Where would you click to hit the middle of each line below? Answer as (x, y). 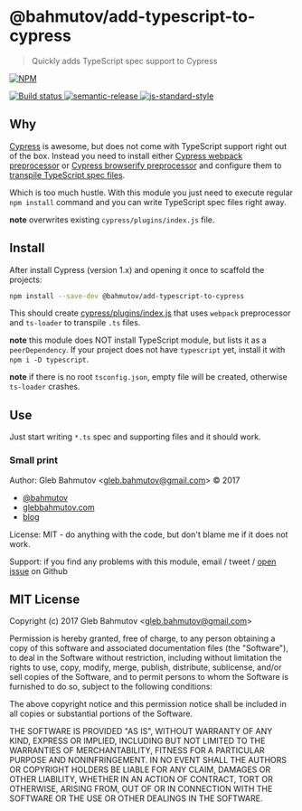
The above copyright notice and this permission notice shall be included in (148, 704)
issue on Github (38, 571)
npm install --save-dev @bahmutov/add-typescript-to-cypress (127, 296)
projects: (26, 279)
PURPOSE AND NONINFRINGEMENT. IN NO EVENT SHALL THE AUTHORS (148, 760)
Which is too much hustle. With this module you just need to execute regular (151, 193)
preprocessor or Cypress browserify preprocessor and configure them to (146, 165)
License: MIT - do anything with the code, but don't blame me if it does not (149, 534)
